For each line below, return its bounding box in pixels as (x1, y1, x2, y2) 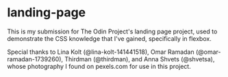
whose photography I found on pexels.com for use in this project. (7, 62, 192, 70)
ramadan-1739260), (7, 55, 64, 63)
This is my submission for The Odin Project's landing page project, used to (7, 27, 218, 35)
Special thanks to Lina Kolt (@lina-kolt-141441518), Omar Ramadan (7, 48, 194, 56)
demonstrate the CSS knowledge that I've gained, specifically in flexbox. (7, 34, 212, 42)
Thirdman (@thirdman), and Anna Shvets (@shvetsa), (64, 55, 215, 63)
